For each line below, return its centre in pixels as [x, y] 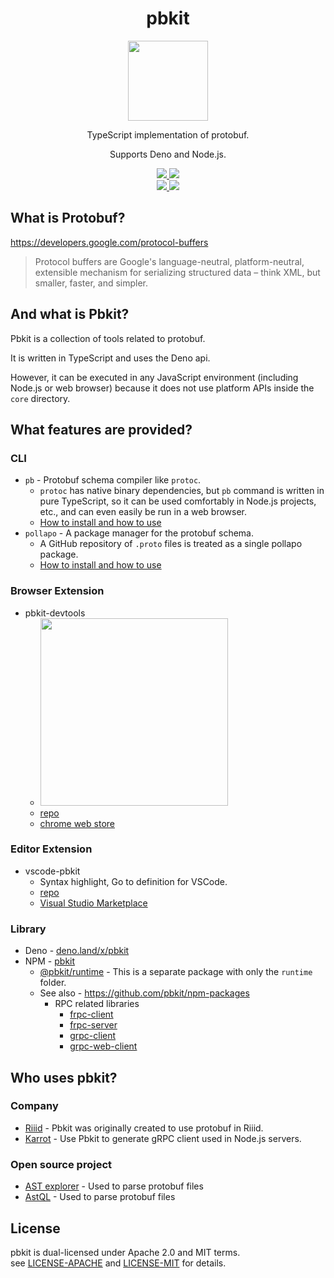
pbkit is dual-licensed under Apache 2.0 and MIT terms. [125, 1252]
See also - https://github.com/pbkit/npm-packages [144, 993]
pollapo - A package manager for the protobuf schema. [139, 533]
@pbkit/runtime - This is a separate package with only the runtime [176, 972]
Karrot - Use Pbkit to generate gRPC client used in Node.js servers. [163, 1138]
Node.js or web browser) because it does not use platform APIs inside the [162, 388]
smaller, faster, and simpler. [91, 283]
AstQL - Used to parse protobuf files [100, 1197]
